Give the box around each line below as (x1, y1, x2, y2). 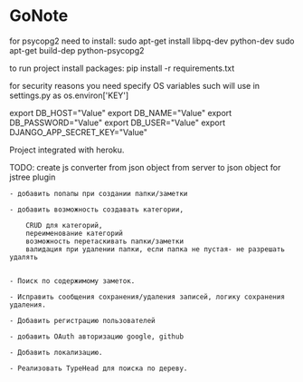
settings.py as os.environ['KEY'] (9, 90, 129, 101)
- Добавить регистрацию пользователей (9, 316, 156, 325)
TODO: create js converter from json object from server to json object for (9, 162, 281, 172)
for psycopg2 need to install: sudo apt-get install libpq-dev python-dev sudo (9, 35, 295, 46)
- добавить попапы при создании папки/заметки (9, 189, 188, 198)
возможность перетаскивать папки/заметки (25, 237, 184, 246)
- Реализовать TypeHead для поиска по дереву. (9, 364, 188, 373)
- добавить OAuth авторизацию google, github (9, 332, 184, 341)
